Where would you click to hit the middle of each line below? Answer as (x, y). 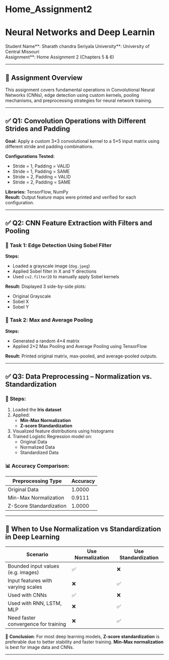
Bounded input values (33, 566)
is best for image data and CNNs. (40, 647)
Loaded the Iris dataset (37, 410)
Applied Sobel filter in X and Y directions (54, 271)
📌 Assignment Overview (44, 77)
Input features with (30, 580)
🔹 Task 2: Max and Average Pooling (49, 320)
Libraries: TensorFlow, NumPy (37, 192)
